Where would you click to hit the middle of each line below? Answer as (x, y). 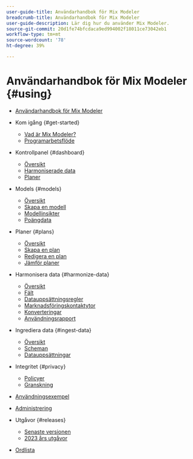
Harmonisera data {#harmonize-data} (62, 274)
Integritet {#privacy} (40, 366)
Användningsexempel (42, 396)
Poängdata (38, 219)
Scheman (36, 348)
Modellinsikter (42, 213)
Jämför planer (42, 263)
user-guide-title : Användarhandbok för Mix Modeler (73, 12)
